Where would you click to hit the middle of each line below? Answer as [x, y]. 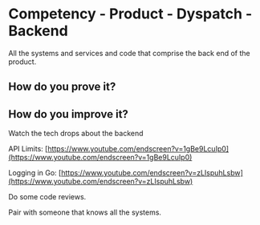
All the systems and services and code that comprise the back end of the [129, 53]
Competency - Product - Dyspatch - [130, 14]
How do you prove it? [62, 87]
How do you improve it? [68, 114]
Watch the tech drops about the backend [76, 134]
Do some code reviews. [47, 197]
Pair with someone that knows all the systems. [85, 212]
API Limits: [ [28, 149]
